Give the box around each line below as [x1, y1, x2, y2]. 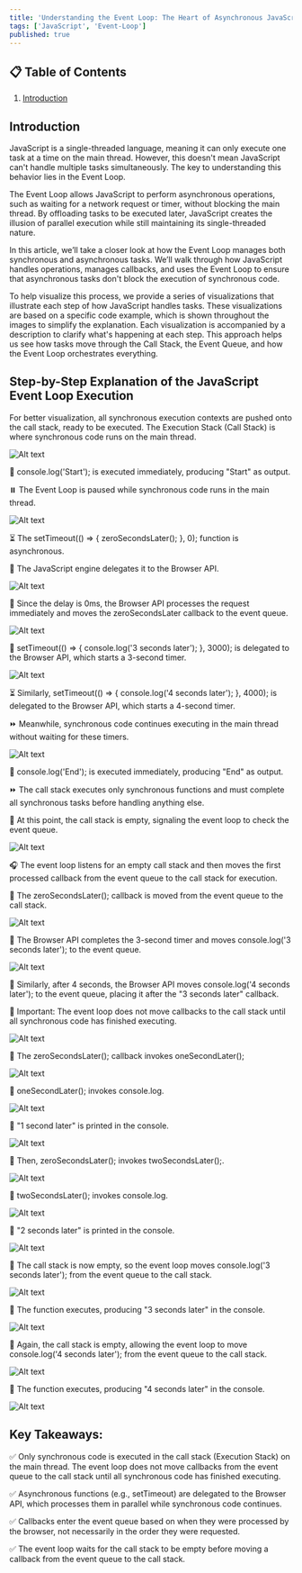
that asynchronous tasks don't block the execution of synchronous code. [9, 274, 280, 284]
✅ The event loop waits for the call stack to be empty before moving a [9, 1543, 269, 1554]
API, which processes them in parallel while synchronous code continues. [9, 1498, 282, 1509]
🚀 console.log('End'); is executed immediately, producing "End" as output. [9, 766, 284, 777]
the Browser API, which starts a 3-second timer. [9, 652, 187, 663]
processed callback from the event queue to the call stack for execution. [9, 872, 278, 883]
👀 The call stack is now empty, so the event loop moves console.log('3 [9, 1260, 271, 1270]
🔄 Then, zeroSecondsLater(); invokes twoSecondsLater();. [9, 1154, 225, 1166]
